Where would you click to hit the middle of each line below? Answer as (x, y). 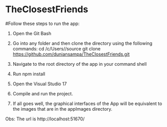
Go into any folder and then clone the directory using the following (82, 43)
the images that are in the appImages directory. (62, 109)
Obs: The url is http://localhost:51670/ (45, 119)
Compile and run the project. (43, 93)
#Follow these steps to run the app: (43, 23)
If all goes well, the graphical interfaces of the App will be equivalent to (87, 104)
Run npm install (29, 74)
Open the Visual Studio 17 (40, 84)
